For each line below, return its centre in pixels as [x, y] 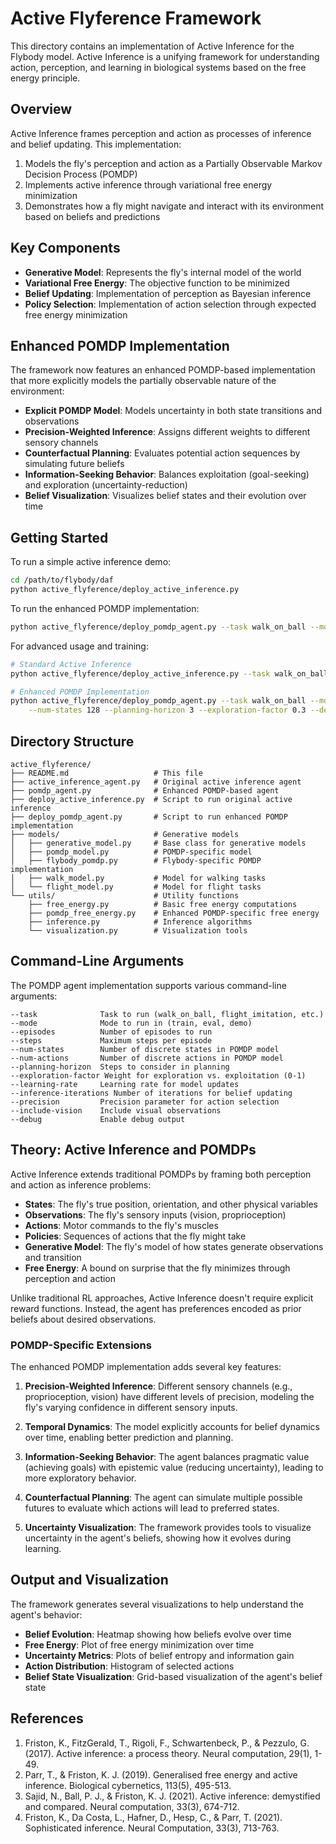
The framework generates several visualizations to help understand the [157, 1604]
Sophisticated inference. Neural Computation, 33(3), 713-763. [152, 1828]
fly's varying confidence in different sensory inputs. [131, 1407]
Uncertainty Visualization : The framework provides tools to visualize [168, 1527]
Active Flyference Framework [136, 18]
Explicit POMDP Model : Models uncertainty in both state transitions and [173, 411]
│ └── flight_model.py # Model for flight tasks [136, 887]
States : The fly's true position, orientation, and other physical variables [171, 1204]
